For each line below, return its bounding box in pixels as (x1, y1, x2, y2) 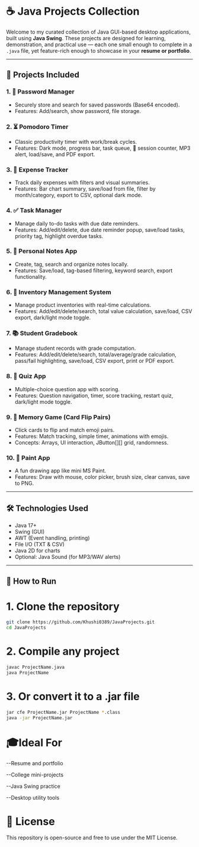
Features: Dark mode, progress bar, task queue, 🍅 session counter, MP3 (14, 144, 191, 152)
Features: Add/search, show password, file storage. (14, 107, 141, 114)
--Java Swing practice (6, 782, 60, 790)
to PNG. (14, 480, 34, 487)
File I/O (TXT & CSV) (14, 541, 65, 548)
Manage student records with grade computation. (14, 344, 136, 352)
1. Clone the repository (6, 600, 120, 613)
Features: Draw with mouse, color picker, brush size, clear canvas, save (14, 474, 190, 481)
